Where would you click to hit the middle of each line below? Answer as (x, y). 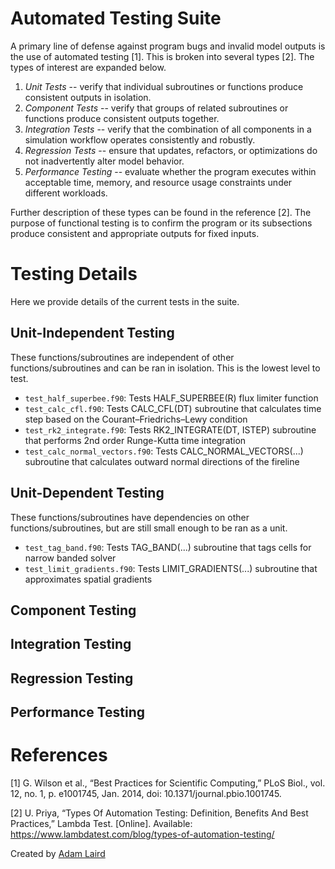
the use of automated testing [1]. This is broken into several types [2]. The (162, 56)
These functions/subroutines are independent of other (122, 357)
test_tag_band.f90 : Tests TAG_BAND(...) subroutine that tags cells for (168, 547)
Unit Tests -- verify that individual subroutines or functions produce (164, 86)
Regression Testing (72, 678)
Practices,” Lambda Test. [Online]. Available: (101, 823)
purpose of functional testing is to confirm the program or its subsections (161, 223)
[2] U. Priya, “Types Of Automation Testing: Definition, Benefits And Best (159, 813)
